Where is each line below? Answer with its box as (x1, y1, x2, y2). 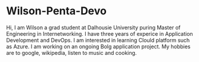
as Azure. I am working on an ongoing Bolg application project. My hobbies (6, 43, 191, 50)
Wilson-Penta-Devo (6, 4, 107, 18)
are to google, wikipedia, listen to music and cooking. (6, 49, 137, 56)
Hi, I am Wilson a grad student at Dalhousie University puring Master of (6, 24, 181, 31)
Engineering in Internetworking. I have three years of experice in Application (6, 30, 194, 37)
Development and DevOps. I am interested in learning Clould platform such (6, 36, 190, 44)
